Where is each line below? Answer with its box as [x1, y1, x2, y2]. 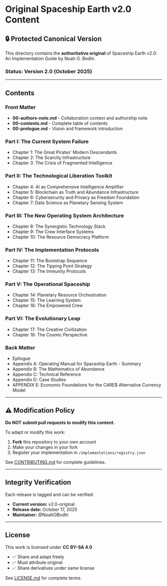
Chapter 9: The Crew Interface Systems [12, 228, 94, 235]
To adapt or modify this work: [5, 429, 66, 435]
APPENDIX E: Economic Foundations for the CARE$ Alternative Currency [12, 382, 162, 388]
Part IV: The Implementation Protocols [5, 246, 99, 253]
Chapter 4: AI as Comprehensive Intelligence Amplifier [12, 183, 124, 190]
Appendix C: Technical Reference [12, 371, 81, 377]
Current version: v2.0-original [12, 501, 75, 507]
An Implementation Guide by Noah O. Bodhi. [5, 56, 95, 61]
